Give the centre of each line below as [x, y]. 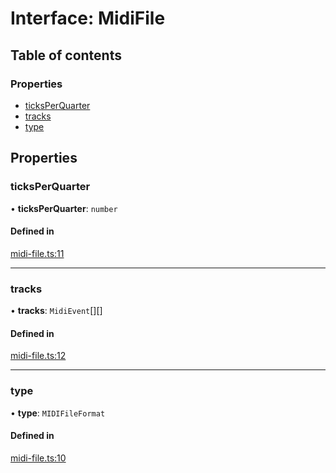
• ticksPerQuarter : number [64, 208]
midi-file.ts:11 [37, 253]
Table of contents [66, 55]
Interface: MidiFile [88, 18]
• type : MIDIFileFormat [58, 413]
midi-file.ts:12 [38, 356]
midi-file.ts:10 [38, 458]
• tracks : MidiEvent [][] [56, 311]
